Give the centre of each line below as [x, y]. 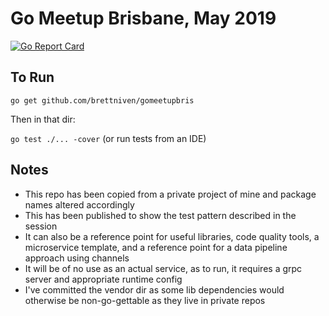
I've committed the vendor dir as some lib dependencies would [154, 289]
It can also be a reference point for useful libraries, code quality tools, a [172, 236]
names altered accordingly [79, 204]
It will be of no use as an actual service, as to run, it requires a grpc [163, 268]
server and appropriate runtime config [103, 279]
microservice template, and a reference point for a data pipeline [156, 247]
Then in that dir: [43, 119]
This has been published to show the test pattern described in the [160, 215]
